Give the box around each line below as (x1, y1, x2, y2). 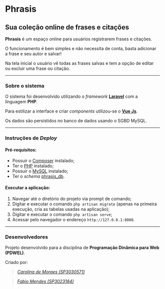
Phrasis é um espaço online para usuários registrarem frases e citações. (5, 36, 152, 42)
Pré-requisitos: (5, 146, 37, 153)
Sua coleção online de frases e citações (5, 23, 129, 31)
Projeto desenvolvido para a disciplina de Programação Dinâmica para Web (5, 244, 160, 250)
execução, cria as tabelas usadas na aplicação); (12, 206, 110, 212)
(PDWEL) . (5, 250, 26, 256)
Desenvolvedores (5, 233, 48, 240)
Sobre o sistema (5, 82, 45, 89)
